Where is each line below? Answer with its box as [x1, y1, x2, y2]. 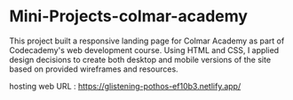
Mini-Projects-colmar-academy [9, 6, 249, 27]
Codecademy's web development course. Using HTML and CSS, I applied [9, 44, 280, 55]
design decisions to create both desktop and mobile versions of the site [9, 54, 272, 65]
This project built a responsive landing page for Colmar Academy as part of [9, 35, 285, 46]
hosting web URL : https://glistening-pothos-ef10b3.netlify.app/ [9, 81, 242, 91]
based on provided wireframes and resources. [9, 64, 179, 74]
